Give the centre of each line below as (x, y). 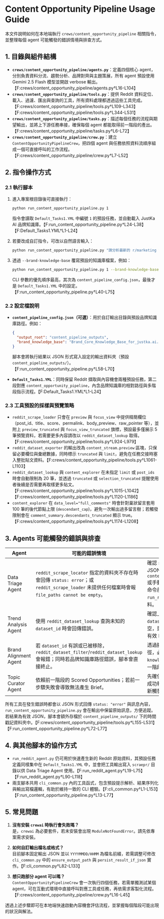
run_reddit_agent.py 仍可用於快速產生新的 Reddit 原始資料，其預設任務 (84, 758)
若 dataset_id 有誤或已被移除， (72, 645)
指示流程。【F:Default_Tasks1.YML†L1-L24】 (60, 392)
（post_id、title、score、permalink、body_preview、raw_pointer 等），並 (85, 423)
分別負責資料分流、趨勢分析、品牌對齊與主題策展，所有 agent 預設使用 (83, 76)
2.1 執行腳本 (19, 187)
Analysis (17, 624)
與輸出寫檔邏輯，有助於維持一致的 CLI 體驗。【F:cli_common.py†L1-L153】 (85, 789)
